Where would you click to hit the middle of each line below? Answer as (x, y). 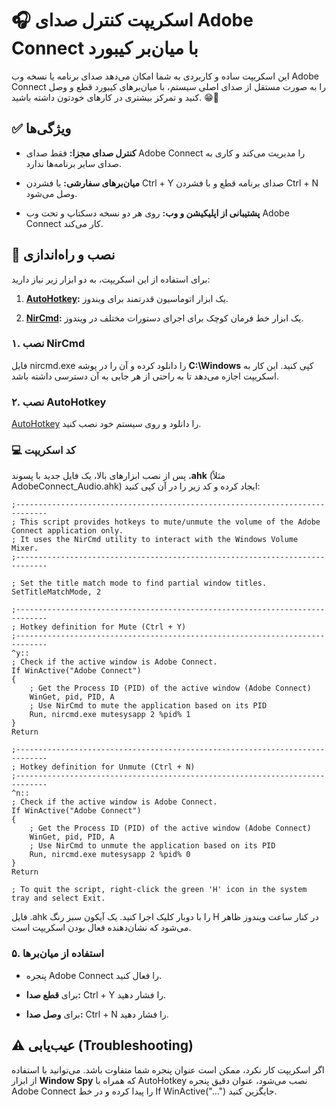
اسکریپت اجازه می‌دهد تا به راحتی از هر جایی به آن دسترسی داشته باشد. (145, 376)
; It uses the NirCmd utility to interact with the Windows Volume (155, 540)
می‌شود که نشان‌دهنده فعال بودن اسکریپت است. (101, 928)
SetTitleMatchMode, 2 (56, 592)
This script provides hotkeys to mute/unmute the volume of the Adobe (170, 522)
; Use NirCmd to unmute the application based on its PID (152, 846)
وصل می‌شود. (51, 193)
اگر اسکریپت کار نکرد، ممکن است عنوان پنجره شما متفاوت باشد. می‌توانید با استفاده (168, 1069)
